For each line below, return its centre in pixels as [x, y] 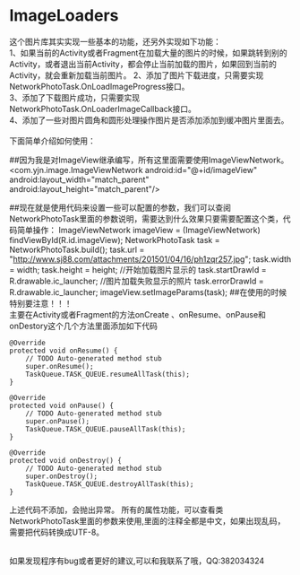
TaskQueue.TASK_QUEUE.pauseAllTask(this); [106, 429]
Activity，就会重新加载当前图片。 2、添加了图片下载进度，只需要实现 [137, 75]
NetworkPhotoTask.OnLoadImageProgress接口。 [99, 86]
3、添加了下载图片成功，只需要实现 [75, 97]
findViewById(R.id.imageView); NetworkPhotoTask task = [115, 240]
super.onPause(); [58, 421]
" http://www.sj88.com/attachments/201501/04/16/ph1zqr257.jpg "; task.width [150, 259]
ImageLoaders [64, 16]
